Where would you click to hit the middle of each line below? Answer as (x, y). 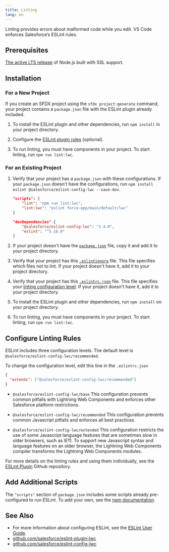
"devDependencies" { (34, 222)
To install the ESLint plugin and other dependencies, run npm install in (86, 124)
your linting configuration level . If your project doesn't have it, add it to (86, 287)
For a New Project (27, 93)
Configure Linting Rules (43, 338)
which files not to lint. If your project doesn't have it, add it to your (81, 266)
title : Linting (21, 10)
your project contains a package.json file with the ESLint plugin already (79, 109)
